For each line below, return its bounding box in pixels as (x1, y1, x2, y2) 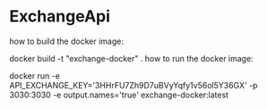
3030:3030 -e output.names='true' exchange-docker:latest (9, 89, 229, 100)
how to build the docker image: (9, 36, 124, 46)
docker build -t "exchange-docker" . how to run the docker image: (9, 53, 254, 63)
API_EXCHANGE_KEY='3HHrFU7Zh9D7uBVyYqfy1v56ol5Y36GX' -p (9, 80, 258, 90)
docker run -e (9, 70, 61, 81)
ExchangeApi (9, 6, 110, 27)
